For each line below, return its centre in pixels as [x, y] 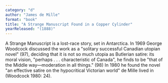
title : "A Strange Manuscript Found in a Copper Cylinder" [69, 24]
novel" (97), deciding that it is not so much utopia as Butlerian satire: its [80, 54]
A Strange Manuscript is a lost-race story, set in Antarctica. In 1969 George [84, 43]
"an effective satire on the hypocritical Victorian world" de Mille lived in [79, 71]
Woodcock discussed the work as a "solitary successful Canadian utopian [83, 49]
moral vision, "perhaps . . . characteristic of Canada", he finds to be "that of [84, 60]
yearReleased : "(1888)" [30, 29]
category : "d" [20, 10]
